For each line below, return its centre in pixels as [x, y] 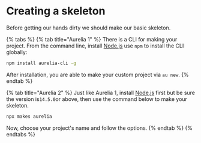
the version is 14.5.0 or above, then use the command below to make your [97, 99]
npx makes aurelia [29, 116]
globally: [17, 52]
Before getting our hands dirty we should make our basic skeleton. [88, 28]
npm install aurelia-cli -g [41, 63]
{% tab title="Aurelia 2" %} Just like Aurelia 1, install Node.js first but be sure [101, 93]
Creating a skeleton [56, 11]
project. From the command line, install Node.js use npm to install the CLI [95, 46]
